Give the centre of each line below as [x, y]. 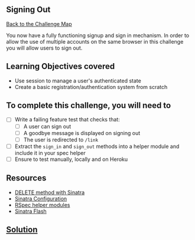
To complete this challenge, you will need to [89, 106]
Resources [26, 178]
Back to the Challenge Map [39, 24]
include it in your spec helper [50, 153]
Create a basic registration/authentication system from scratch [91, 87]
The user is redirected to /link [61, 139]
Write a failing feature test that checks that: [67, 120]
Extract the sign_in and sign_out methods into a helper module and [97, 146]
